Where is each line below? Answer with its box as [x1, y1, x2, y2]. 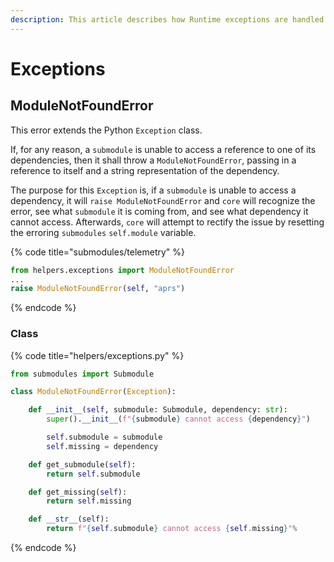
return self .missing [46, 496, 132, 506]
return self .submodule [46, 469, 141, 479]
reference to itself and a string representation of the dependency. [10, 164, 280, 176]
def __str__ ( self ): [28, 514, 110, 525]
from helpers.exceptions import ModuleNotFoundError [10, 265, 235, 275]
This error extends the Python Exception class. [10, 124, 203, 136]
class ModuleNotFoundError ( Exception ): [10, 387, 177, 397]
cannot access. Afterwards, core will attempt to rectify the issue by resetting [10, 216, 325, 228]
